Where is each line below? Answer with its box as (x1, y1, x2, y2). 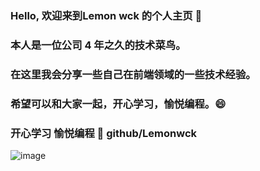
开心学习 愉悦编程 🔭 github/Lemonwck (10, 126, 198, 140)
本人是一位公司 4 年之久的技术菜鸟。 (10, 38, 187, 52)
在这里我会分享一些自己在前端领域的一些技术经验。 (10, 67, 257, 81)
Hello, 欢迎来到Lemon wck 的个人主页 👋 (10, 8, 203, 22)
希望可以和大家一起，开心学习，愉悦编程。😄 (10, 97, 227, 111)
